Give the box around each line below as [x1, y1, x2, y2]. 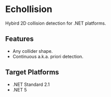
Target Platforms [5, 68, 60, 76]
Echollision [5, 4, 52, 15]
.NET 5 [12, 86, 27, 92]
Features [5, 35, 34, 43]
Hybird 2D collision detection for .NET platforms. [5, 20, 106, 26]
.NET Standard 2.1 [12, 81, 50, 87]
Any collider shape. [12, 48, 53, 54]
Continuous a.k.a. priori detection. [12, 53, 84, 59]
